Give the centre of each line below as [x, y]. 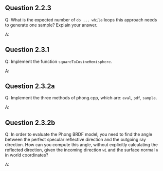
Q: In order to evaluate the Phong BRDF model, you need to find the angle [79, 134]
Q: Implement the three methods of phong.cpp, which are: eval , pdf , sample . [81, 98]
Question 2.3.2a [30, 86]
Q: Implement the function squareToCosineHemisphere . [59, 61]
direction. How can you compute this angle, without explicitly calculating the [81, 145]
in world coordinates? [27, 155]
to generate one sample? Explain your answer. [51, 25]
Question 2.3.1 [27, 50]
